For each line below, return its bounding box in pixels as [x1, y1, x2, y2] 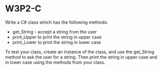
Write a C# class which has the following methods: [5, 19, 108, 25]
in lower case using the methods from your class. [5, 59, 105, 65]
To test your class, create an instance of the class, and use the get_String [5, 49, 155, 55]
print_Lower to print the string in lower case [12, 39, 101, 45]
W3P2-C [5, 3, 41, 14]
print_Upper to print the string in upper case [12, 34, 102, 40]
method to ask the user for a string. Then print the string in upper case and [5, 54, 158, 60]
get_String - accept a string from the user [12, 29, 97, 35]
